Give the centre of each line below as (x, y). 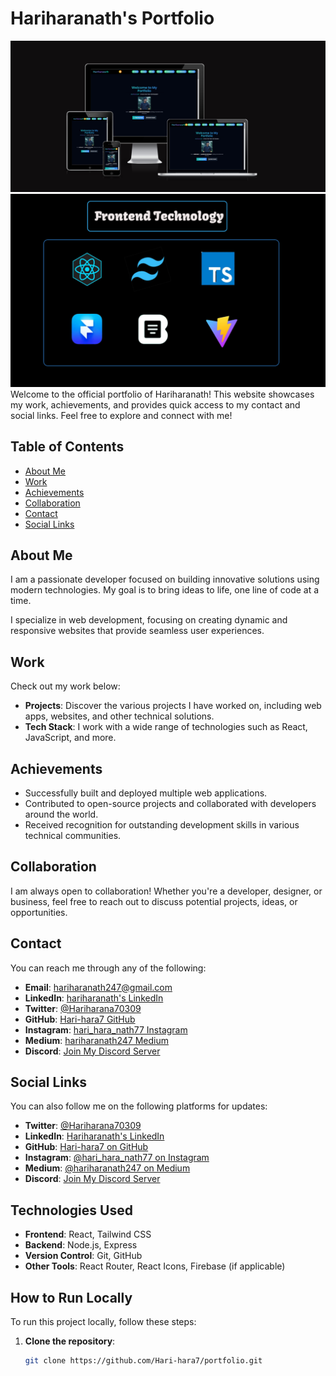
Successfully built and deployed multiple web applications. (146, 793)
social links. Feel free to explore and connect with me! (121, 415)
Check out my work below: (65, 686)
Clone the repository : (70, 1341)
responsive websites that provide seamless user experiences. (137, 631)
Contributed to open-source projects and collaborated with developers (170, 803)
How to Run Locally (71, 1297)
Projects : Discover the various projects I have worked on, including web (173, 706)
